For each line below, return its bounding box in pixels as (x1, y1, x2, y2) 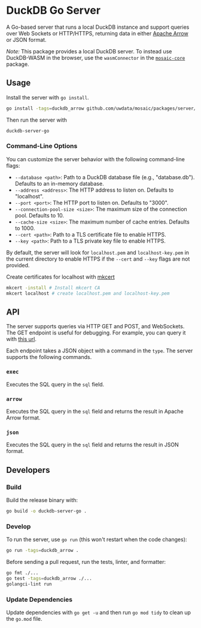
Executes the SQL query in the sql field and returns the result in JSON (6, 441, 179, 448)
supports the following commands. (6, 354, 92, 361)
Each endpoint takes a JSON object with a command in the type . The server (6, 347, 193, 354)
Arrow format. (6, 414, 41, 421)
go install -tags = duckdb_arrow (6, 105, 84, 111)
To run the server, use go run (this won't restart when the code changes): (6, 536, 187, 543)
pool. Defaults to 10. (14, 212, 65, 219)
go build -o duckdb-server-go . (6, 508, 87, 514)
